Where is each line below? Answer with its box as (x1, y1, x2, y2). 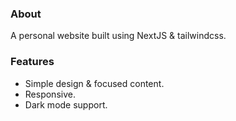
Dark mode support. (24, 98, 108, 111)
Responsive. (24, 88, 76, 100)
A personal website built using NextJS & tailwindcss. (10, 30, 227, 42)
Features (10, 55, 55, 69)
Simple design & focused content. (24, 77, 165, 89)
